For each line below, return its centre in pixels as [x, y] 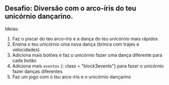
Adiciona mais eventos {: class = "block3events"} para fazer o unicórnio [88, 66]
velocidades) [26, 49]
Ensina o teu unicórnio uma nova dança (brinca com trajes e [76, 44]
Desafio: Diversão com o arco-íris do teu [71, 8]
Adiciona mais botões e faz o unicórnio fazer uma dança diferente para [87, 55]
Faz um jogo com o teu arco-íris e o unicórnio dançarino [71, 77]
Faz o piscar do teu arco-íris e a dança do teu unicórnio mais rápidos [85, 38]
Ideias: [12, 29]
